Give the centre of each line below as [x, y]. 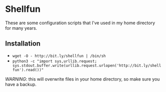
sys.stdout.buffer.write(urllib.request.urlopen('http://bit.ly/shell [87, 65]
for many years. [21, 28]
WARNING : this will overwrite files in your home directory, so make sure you [83, 79]
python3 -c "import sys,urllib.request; [55, 61]
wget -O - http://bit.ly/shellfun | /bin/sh [59, 56]
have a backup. [21, 84]
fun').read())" [28, 70]
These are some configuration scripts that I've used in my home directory [80, 23]
